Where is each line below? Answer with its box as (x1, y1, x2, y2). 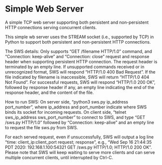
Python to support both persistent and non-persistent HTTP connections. (5, 39, 151, 45)
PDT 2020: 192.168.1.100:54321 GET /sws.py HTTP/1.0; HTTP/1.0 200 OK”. (5, 144, 152, 150)
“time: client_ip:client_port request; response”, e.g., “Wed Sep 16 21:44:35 (5, 139, 152, 145)
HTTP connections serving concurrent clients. (5, 24, 97, 30)
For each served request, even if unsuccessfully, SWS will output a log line (5, 134, 154, 140)
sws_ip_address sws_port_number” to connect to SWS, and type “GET (5, 114, 146, 120)
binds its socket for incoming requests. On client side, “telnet (5, 109, 127, 115)
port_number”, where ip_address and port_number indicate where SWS (5, 104, 147, 110)
